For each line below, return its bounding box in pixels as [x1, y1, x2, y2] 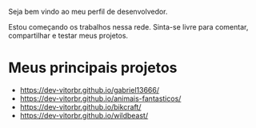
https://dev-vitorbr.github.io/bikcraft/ [19, 102, 142, 111]
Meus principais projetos [8, 59, 178, 77]
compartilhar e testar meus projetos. [8, 31, 129, 40]
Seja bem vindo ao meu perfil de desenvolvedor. [8, 7, 168, 16]
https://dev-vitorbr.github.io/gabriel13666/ [19, 85, 160, 94]
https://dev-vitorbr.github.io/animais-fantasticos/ [19, 94, 182, 103]
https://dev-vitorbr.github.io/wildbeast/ [19, 110, 149, 120]
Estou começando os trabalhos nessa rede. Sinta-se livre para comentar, [8, 22, 249, 31]
